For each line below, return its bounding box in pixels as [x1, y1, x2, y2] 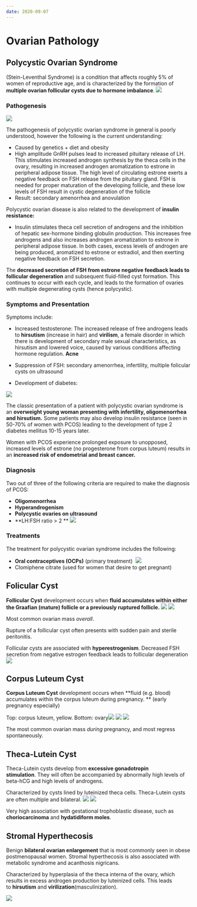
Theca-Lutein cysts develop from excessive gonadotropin [6, 765, 149, 772]
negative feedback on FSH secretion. [14, 255, 105, 262]
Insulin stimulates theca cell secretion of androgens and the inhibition [14, 223, 184, 230]
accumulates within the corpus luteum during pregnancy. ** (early [6, 696, 167, 703]
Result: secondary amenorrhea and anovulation [14, 194, 130, 201]
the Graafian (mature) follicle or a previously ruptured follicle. [6, 604, 160, 611]
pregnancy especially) [6, 702, 60, 709]
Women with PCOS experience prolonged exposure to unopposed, [6, 439, 168, 446]
